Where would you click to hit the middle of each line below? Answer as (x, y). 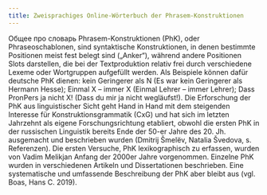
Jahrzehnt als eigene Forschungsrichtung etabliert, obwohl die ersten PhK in (134, 123)
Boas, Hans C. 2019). (43, 182)
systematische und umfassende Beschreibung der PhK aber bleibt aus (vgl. (132, 174)
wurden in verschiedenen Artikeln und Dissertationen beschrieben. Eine (126, 165)
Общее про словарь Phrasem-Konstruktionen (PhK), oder (104, 38)
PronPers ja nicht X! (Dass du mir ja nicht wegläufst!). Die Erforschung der (130, 97)
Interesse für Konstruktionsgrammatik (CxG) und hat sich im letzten (119, 114)
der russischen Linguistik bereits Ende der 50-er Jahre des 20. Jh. (117, 131)
